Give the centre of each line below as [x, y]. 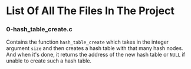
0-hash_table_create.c [39, 29]
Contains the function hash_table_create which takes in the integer [88, 42]
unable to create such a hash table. [49, 61]
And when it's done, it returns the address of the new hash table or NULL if [96, 55]
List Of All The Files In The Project [90, 11]
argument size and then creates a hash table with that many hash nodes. [95, 48]
